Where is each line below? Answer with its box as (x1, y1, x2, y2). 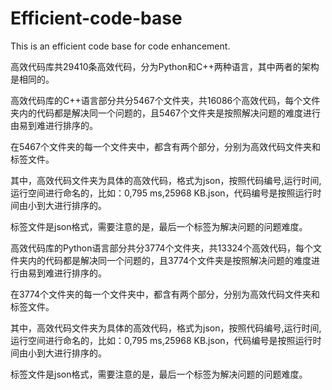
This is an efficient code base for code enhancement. (10, 40, 231, 52)
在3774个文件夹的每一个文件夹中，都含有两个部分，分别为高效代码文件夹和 (10, 288, 320, 300)
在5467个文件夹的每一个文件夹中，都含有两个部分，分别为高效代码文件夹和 (10, 140, 321, 152)
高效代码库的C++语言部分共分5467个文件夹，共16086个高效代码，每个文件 (10, 94, 321, 106)
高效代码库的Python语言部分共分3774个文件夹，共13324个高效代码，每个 (10, 242, 313, 254)
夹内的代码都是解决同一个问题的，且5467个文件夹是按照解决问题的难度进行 (10, 107, 321, 119)
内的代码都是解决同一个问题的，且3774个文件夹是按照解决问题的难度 (27, 254, 312, 266)
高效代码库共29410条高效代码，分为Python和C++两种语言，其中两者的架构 (10, 60, 320, 72)
